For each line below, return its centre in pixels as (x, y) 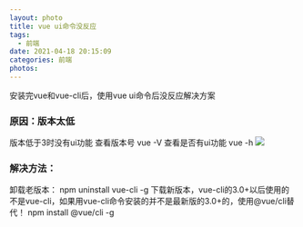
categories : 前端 (41, 60)
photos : (24, 69)
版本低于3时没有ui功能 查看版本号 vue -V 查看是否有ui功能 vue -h (131, 143)
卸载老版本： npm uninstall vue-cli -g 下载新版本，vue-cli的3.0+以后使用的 (149, 190)
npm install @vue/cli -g (71, 212)
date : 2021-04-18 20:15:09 (61, 52)
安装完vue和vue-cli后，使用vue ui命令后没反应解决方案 (112, 95)
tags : (20, 35)
